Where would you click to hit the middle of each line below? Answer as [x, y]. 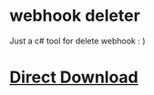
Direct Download [74, 77]
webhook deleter [75, 16]
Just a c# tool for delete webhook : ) [77, 41]
